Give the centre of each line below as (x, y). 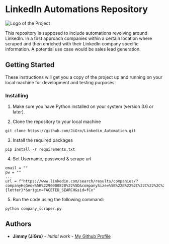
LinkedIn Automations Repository (77, 9)
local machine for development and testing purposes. (61, 82)
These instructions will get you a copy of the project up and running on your (84, 77)
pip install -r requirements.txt (40, 150)
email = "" (17, 168)
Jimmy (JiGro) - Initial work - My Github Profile (62, 236)
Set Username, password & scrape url (52, 159)
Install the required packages (43, 140)
